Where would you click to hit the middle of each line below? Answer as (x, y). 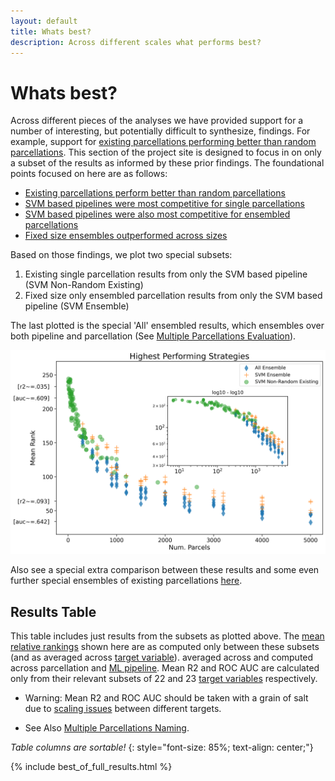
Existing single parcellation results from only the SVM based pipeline (166, 274)
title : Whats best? (51, 31)
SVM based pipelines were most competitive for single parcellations (164, 204)
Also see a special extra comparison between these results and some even (165, 570)
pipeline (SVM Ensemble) (77, 306)
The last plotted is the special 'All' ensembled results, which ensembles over (167, 326)
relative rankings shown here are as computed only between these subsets (165, 646)
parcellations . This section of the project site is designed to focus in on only (166, 152)
